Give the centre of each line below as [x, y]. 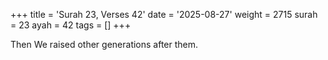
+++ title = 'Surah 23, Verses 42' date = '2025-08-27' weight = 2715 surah [164, 14]
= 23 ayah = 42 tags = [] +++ [71, 25]
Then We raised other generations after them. [104, 44]
